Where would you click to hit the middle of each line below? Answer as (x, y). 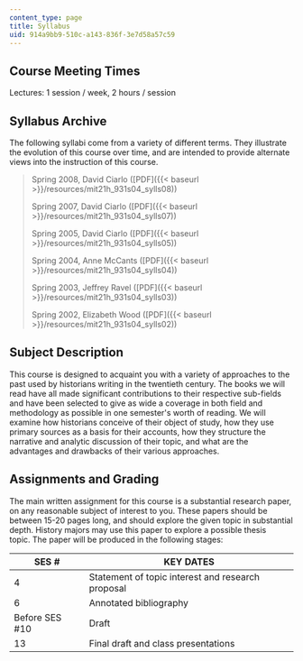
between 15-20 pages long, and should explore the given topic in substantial (151, 520)
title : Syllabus (40, 26)
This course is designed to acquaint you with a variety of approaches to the (150, 374)
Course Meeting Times (75, 71)
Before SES (38, 617)
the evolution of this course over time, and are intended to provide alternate (150, 152)
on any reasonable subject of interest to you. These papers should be (138, 510)
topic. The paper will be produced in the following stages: (116, 539)
